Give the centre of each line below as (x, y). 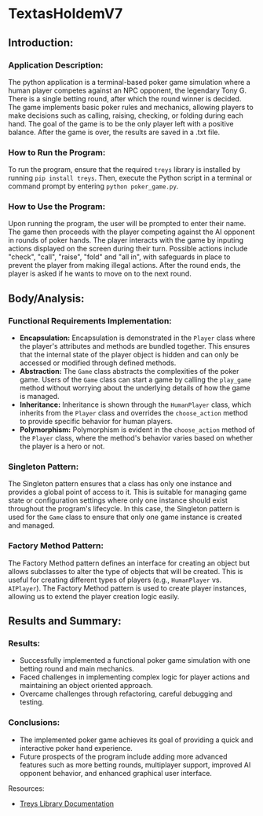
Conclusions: (34, 723)
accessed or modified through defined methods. (98, 363)
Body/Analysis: (46, 298)
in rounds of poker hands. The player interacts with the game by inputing (126, 240)
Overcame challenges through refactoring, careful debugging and (126, 694)
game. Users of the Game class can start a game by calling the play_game (135, 380)
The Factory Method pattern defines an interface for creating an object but (129, 563)
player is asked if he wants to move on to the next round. (100, 274)
